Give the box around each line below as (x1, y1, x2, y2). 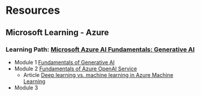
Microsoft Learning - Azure (5, 27, 109, 38)
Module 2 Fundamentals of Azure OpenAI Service (14, 65, 137, 72)
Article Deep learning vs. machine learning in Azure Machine (23, 71, 173, 78)
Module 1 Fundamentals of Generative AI (14, 58, 115, 66)
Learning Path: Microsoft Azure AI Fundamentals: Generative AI (5, 45, 195, 54)
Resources (5, 4, 61, 17)
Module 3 (14, 84, 38, 91)
